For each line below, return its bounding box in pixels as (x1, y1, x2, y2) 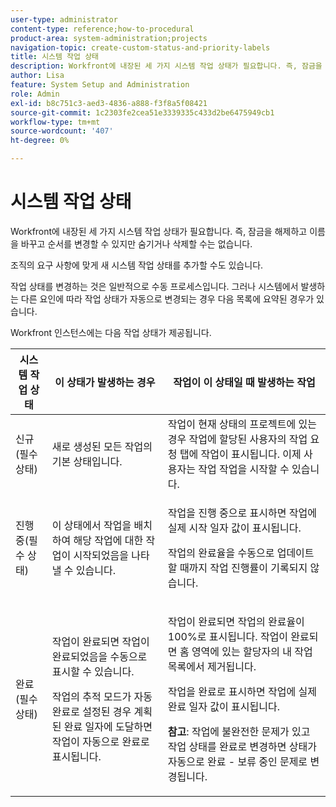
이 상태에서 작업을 (51, 518, 132, 532)
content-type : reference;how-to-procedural (10, 24, 195, 34)
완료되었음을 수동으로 (51, 649, 148, 663)
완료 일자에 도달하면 (63, 719, 153, 733)
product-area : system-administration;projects (10, 33, 208, 43)
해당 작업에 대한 (73, 533, 144, 547)
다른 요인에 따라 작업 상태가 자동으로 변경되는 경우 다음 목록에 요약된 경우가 (20, 292, 315, 305)
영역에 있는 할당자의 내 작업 (191, 644, 313, 658)
